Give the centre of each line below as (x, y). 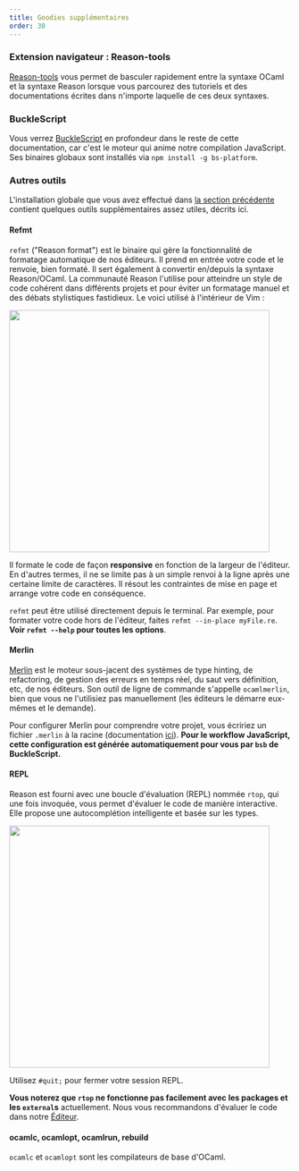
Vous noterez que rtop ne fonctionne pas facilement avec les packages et (149, 1098)
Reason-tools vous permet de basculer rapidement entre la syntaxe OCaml (147, 76)
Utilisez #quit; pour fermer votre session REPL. (96, 1080)
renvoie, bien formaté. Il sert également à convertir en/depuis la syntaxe (141, 268)
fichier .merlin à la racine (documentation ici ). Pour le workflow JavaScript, (150, 734)
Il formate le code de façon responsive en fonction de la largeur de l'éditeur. (150, 564)
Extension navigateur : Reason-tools (90, 57)
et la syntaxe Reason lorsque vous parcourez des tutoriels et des (129, 86)
